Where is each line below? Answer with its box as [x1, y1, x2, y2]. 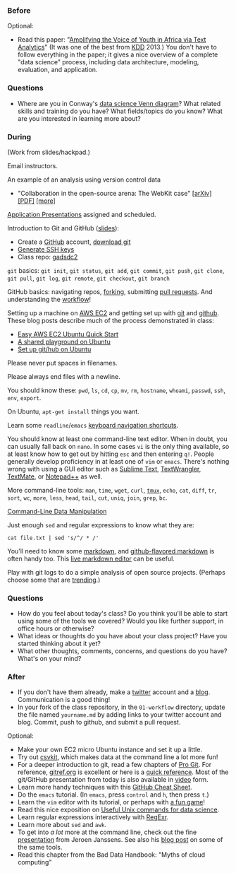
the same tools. [17, 843, 63, 852]
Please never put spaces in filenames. [7, 358, 118, 367]
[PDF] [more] [17, 197, 56, 205]
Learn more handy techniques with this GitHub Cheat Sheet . [17, 783, 192, 792]
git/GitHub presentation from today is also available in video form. [17, 775, 209, 784]
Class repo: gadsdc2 [17, 252, 78, 261]
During [7, 131, 32, 141]
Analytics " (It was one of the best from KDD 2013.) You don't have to [17, 43, 217, 52]
